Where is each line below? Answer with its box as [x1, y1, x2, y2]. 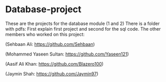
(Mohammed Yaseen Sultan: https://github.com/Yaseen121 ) [5, 51, 129, 57]
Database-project [5, 4, 82, 15]
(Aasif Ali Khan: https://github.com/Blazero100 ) [5, 61, 104, 67]
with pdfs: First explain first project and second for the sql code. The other [5, 25, 161, 32]
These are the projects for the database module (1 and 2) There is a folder [5, 20, 160, 26]
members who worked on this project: [5, 31, 85, 37]
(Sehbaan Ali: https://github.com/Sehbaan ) [5, 41, 95, 47]
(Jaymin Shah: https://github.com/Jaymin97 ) [5, 70, 98, 77]
